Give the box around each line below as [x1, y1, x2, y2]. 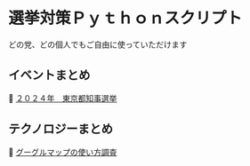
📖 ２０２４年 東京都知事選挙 [8, 92, 117, 103]
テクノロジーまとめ [8, 122, 113, 137]
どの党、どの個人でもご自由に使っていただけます [8, 39, 188, 50]
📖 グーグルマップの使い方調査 [8, 146, 117, 157]
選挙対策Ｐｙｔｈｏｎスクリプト [8, 8, 243, 28]
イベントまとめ [8, 67, 91, 83]
